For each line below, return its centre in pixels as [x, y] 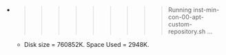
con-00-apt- [186, 17]
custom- [180, 24]
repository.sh [187, 31]
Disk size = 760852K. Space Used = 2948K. [86, 44]
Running [180, 10]
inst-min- [206, 10]
